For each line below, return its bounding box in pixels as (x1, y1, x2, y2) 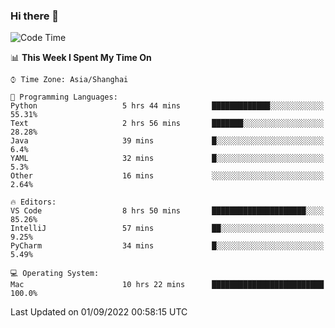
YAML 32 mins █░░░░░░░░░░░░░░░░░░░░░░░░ (10, 154, 325, 164)
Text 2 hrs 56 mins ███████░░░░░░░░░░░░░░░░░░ (10, 119, 325, 129)
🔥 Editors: (10, 197, 57, 208)
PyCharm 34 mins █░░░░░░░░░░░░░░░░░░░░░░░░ (10, 241, 325, 251)
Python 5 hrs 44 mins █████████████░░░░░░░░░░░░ (10, 101, 325, 111)
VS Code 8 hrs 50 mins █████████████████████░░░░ (10, 206, 325, 216)
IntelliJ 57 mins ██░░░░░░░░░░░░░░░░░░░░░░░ (10, 224, 325, 234)
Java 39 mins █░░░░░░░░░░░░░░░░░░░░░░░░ (10, 136, 325, 146)
